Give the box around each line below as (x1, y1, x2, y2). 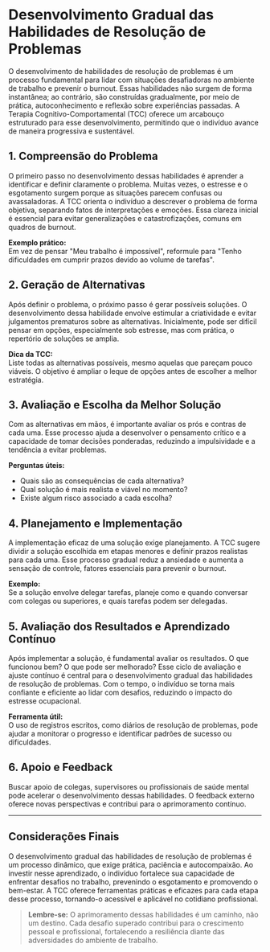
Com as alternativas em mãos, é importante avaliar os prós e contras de (8, 420, 247, 429)
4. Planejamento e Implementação (8, 516, 183, 530)
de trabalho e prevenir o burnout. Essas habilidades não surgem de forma (8, 83, 252, 93)
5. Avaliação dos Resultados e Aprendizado (8, 619, 231, 633)
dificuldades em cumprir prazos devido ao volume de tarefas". (8, 255, 215, 265)
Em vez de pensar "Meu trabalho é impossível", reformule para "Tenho (8, 246, 243, 256)
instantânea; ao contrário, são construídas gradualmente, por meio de (8, 92, 239, 101)
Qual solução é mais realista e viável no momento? (19, 485, 188, 494)
